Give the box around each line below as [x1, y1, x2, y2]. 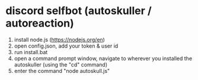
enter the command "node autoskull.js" [14, 67, 110, 74]
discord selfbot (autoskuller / [5, 4, 152, 18]
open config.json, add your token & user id [14, 42, 119, 49]
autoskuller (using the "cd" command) [14, 61, 108, 68]
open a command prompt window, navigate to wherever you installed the [14, 55, 193, 62]
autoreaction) [5, 16, 75, 30]
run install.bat [14, 48, 48, 55]
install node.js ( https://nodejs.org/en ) [14, 36, 105, 43]
